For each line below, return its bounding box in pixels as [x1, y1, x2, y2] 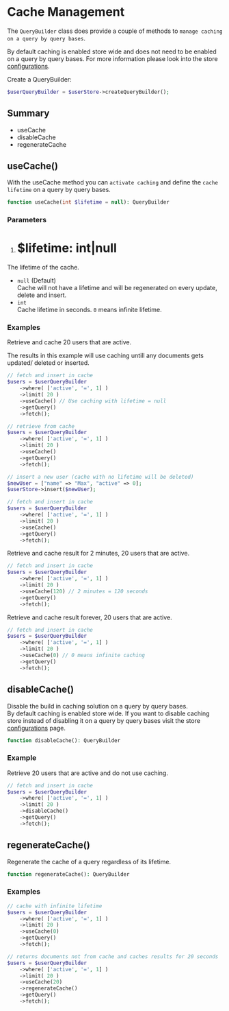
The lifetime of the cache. [7, 263, 80, 272]
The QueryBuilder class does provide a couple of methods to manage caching [7, 27, 223, 35]
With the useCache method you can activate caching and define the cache [7, 178, 219, 187]
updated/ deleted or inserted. [7, 359, 90, 367]
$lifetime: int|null [16, 241, 118, 256]
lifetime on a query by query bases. [7, 186, 111, 194]
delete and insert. [16, 291, 67, 299]
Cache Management [7, 4, 125, 20]
